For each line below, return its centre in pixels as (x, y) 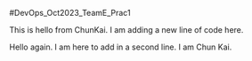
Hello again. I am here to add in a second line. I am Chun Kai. (121, 47)
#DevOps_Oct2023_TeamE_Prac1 (70, 13)
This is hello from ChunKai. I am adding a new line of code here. (126, 30)
